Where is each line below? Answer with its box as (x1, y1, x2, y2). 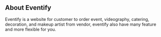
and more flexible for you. (5, 26, 57, 32)
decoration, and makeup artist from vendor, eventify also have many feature (5, 21, 156, 27)
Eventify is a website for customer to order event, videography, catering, (5, 16, 149, 22)
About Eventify (5, 4, 52, 12)
